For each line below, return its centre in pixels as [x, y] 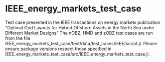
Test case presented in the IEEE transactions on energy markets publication [83, 22]
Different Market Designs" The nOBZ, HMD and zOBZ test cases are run [79, 33]
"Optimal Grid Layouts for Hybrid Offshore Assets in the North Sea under [80, 27]
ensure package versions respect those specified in [58, 49]
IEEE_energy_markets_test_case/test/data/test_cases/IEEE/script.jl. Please [81, 43]
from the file [18, 38]
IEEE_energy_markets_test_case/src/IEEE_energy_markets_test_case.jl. [78, 54]
